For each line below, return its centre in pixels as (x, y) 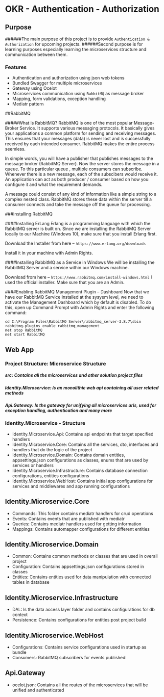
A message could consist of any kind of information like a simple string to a (81, 194)
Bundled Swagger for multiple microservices (57, 83)
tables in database (31, 582)
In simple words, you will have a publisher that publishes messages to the (79, 158)
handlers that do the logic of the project (52, 449)
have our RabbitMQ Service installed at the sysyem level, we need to (74, 297)
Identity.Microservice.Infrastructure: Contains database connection (80, 470)
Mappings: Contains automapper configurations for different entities (81, 529)
